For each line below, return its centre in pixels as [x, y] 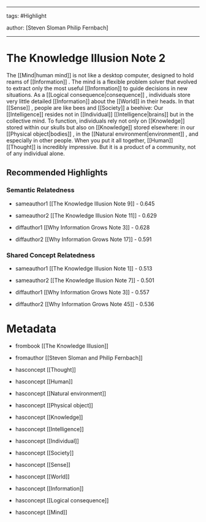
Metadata [31, 329]
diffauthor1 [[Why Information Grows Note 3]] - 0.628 [82, 227]
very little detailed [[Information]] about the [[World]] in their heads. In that [100, 101]
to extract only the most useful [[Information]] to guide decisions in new [97, 88]
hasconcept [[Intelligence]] [49, 429]
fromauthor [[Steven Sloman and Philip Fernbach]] [79, 358]
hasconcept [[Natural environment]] [60, 393]
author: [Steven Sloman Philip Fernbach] [57, 28]
